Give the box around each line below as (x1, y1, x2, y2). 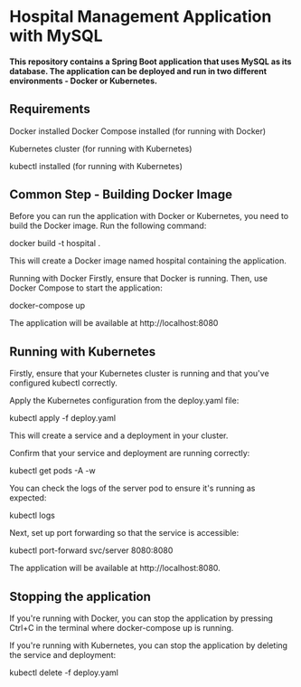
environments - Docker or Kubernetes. (9, 75, 158, 86)
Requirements (9, 101, 90, 117)
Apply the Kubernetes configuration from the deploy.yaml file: (9, 396, 240, 406)
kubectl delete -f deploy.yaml (9, 667, 119, 678)
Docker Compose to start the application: (9, 282, 163, 293)
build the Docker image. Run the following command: (9, 220, 207, 232)
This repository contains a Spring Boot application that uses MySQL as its (9, 56, 292, 67)
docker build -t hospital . (9, 238, 101, 249)
